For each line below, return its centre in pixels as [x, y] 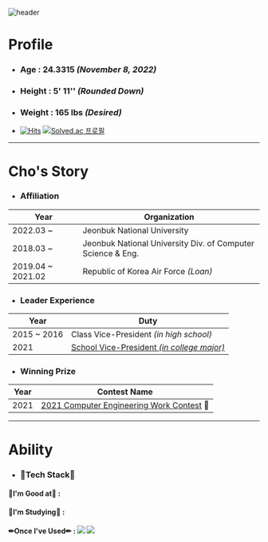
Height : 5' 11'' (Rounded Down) [82, 91]
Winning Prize [47, 372]
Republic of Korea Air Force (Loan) [148, 271]
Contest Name [125, 392]
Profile [31, 45]
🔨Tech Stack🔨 [47, 474]
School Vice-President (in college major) [148, 348]
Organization [169, 217]
